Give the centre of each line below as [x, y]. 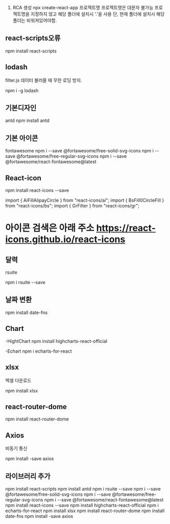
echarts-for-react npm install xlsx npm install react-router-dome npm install [85, 511]
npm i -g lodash [22, 90]
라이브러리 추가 [28, 476]
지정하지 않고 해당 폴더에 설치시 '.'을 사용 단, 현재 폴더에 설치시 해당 [98, 14]
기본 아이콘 [22, 138]
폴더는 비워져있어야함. [35, 20]
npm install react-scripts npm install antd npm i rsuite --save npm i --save [83, 488]
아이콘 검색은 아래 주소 [50, 228]
